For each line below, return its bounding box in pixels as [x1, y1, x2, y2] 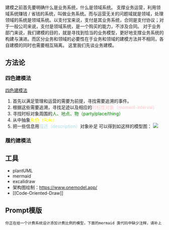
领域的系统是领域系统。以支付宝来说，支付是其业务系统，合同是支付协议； [5, 17, 159, 23]
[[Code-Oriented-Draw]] [12, 190, 64, 196]
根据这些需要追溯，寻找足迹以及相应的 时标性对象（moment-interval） [12, 104, 157, 110]
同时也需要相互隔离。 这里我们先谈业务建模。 [22, 42, 117, 48]
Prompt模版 [5, 206, 42, 214]
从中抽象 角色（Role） [12, 117, 57, 123]
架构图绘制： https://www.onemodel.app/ [12, 185, 98, 191]
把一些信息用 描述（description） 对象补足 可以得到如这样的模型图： [12, 123, 152, 129]
